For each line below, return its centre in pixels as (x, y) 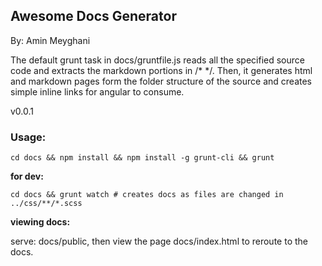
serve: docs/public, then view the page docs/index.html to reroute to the (159, 241)
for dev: (27, 176)
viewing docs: (40, 222)
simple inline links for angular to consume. (97, 91)
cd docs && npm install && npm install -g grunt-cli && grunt (142, 158)
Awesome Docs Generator (93, 16)
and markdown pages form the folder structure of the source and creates (161, 81)
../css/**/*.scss (46, 204)
